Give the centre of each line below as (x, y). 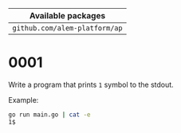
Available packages (67, 16)
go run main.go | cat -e (49, 115)
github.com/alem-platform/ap (67, 28)
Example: (24, 100)
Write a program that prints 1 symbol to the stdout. (91, 84)
